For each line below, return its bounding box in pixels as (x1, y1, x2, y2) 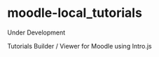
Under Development (7, 28, 66, 37)
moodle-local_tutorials (7, 5, 142, 21)
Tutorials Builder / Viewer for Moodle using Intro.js (7, 42, 152, 50)
